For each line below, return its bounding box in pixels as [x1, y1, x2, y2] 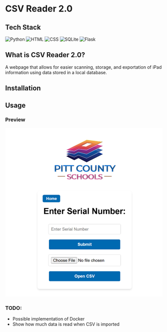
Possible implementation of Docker [12, 316, 85, 322]
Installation [5, 84, 41, 93]
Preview [5, 116, 25, 123]
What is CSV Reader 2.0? [5, 51, 85, 59]
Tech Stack [5, 23, 41, 32]
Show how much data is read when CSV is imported [12, 321, 120, 327]
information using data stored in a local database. [5, 69, 107, 75]
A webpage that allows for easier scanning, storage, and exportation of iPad [5, 64, 162, 70]
